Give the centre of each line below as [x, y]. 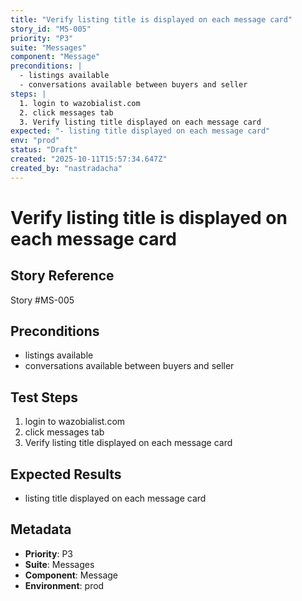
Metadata [41, 529]
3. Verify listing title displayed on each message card [140, 122]
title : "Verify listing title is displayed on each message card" [151, 19]
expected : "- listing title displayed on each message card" [140, 131]
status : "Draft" [44, 150]
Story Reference [62, 276]
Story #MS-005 [42, 300]
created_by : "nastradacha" [66, 168]
